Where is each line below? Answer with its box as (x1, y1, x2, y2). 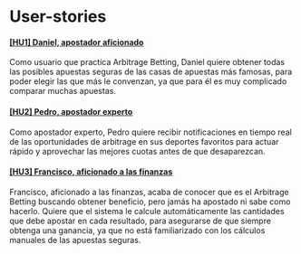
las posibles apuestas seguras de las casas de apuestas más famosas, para (9, 66, 293, 78)
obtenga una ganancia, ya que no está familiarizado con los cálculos (9, 224, 266, 236)
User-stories (9, 6, 107, 27)
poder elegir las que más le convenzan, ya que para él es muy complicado (9, 76, 287, 87)
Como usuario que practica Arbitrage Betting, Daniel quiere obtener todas (9, 57, 286, 68)
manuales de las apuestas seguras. (9, 234, 141, 245)
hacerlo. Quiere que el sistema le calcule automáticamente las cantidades (9, 205, 285, 216)
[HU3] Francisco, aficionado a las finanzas (9, 166, 173, 177)
